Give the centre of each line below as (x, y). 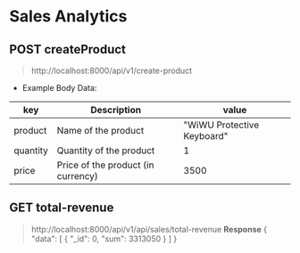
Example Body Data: (59, 88)
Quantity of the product (106, 151)
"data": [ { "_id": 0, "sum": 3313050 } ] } (104, 239)
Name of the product (100, 131)
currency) (77, 176)
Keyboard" (206, 136)
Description (116, 110)
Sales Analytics (68, 16)
